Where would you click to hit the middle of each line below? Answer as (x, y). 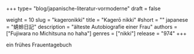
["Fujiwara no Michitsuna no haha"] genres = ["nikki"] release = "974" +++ (96, 33)
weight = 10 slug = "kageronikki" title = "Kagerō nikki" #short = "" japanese (97, 20)
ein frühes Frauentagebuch (39, 45)
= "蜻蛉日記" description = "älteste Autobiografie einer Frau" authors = (92, 27)
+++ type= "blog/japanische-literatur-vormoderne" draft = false (83, 9)
